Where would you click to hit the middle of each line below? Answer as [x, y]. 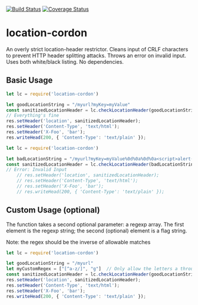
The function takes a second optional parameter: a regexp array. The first [95, 224]
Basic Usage [29, 81]
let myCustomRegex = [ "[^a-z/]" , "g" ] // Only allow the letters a [92, 269]
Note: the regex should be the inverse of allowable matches [78, 242]
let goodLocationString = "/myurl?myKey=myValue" [68, 104]
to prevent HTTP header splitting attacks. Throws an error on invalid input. [96, 55]
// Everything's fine [33, 116]
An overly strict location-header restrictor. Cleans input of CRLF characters [97, 49]
